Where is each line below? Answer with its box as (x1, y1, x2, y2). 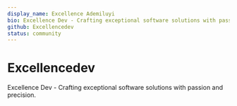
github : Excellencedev (7, 23, 74, 30)
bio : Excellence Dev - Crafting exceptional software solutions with (7, 17, 217, 24)
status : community (7, 29, 61, 37)
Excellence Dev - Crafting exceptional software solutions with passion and (7, 84, 224, 92)
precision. (7, 91, 37, 99)
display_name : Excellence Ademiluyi (7, 10, 115, 18)
